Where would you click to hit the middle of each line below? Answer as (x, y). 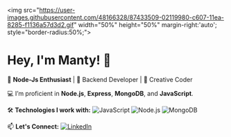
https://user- (57, 10)
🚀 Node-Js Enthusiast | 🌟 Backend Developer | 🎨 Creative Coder (100, 79)
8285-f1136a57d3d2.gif (41, 25)
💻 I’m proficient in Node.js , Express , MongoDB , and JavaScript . (100, 93)
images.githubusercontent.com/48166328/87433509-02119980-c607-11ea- (115, 17)
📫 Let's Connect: (33, 126)
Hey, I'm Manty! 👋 (59, 60)
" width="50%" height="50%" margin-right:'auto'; (145, 25)
